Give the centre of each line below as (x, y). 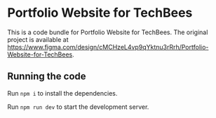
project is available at (38, 39)
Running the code (47, 76)
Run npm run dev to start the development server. (78, 107)
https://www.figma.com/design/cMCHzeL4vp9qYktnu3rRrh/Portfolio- (108, 47)
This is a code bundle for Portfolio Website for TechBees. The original (108, 32)
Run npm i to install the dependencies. (62, 93)
